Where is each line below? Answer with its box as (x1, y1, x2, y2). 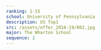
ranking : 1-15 (6, 8, 41, 14)
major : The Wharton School (6, 30, 72, 36)
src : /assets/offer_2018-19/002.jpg (6, 24, 95, 30)
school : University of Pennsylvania (6, 14, 95, 20)
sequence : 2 (6, 35, 35, 41)
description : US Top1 (6, 19, 59, 25)
